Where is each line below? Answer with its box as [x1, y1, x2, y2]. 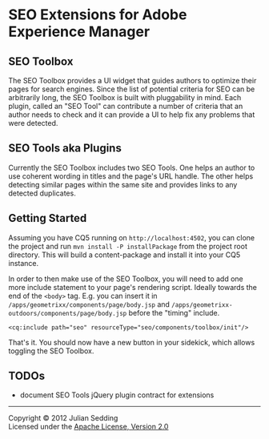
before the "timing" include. [128, 308, 220, 317]
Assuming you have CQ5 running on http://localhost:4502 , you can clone [8, 232, 255, 242]
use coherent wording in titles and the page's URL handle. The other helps [8, 171, 254, 181]
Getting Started [8, 211, 87, 225]
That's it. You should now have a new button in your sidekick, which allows [8, 337, 255, 347]
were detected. [8, 119, 58, 127]
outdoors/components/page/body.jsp [8, 309, 127, 317]
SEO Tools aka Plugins [8, 142, 122, 155]
